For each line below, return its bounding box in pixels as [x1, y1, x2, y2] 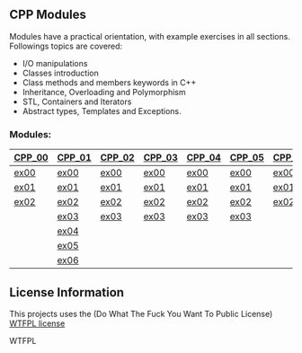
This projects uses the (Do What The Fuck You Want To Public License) [9, 308, 273, 319]
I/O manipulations [22, 57, 88, 68]
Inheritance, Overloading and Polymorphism [22, 86, 186, 97]
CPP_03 [143, 152, 178, 164]
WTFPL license [9, 318, 66, 329]
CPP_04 [186, 152, 222, 164]
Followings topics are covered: [9, 40, 123, 51]
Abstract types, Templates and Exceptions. [22, 105, 182, 116]
